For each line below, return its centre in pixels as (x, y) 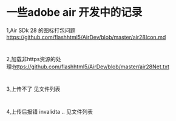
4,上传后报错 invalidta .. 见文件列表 (49, 111)
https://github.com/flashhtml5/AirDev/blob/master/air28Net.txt (91, 67)
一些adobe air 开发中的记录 (74, 12)
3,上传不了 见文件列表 (33, 89)
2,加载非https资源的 (31, 59)
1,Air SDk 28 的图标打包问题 (41, 30)
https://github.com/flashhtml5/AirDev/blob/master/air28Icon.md (86, 37)
